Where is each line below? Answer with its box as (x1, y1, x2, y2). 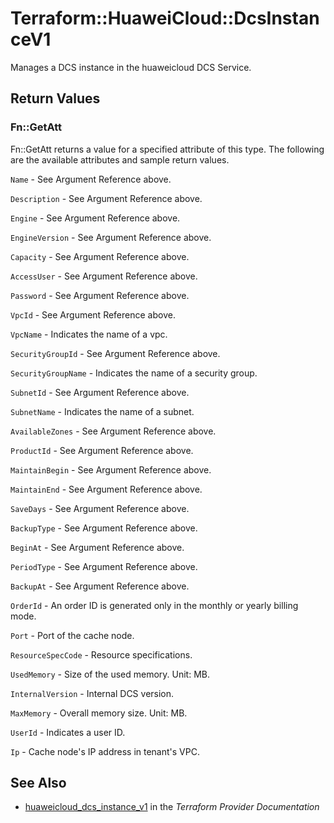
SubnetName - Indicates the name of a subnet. (10, 405, 195, 417)
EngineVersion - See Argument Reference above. (10, 231, 212, 243)
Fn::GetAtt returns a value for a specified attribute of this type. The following (10, 143, 325, 155)
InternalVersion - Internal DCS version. (10, 687, 175, 699)
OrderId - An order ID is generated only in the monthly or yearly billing (10, 599, 299, 611)
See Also (10, 775, 67, 792)
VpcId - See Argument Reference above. (10, 308, 176, 321)
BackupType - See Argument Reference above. (10, 522, 198, 534)
